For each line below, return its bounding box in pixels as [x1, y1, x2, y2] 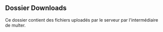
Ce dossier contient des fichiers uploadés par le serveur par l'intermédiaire [5, 17, 159, 23]
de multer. [5, 22, 26, 28]
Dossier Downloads [5, 4, 67, 12]
